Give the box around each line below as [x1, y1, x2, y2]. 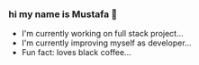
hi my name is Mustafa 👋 [8, 8, 118, 20]
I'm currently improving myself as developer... [21, 37, 192, 48]
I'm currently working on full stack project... [21, 28, 184, 39]
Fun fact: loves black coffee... [21, 47, 131, 58]
